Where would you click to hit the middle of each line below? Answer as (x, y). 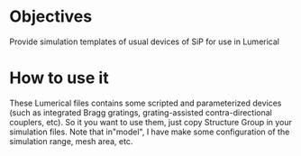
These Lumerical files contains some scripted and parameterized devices (146, 103)
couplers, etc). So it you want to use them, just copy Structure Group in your (151, 122)
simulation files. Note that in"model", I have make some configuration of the (150, 132)
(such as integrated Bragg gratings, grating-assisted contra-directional (141, 112)
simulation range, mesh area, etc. (71, 141)
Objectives (51, 17)
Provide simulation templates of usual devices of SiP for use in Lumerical (144, 41)
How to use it (59, 78)
